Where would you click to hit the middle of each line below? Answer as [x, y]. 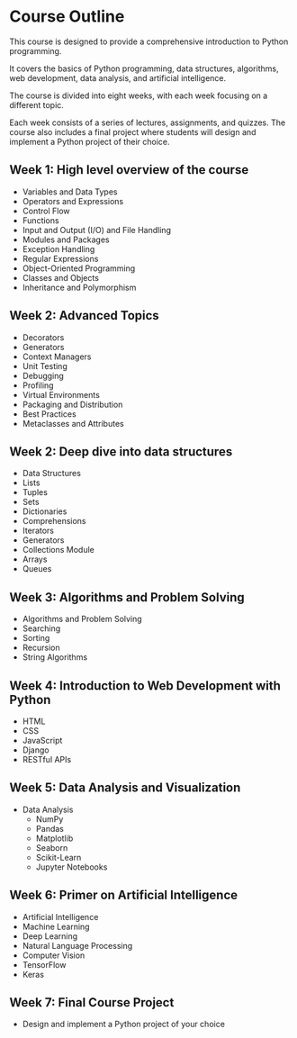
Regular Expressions [60, 258]
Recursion [41, 648]
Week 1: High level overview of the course [129, 170]
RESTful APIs [47, 759]
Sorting [36, 638]
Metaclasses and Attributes [73, 423]
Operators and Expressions [73, 201]
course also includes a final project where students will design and [133, 131]
